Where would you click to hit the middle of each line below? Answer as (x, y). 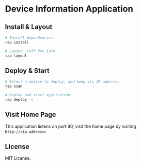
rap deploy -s (19, 99)
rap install (17, 42)
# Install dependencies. (30, 38)
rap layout (16, 56)
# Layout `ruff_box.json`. (32, 51)
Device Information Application (69, 9)
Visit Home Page (31, 115)
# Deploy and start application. (39, 95)
